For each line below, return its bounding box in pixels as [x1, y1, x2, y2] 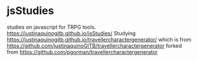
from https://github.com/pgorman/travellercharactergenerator [7, 48, 158, 55]
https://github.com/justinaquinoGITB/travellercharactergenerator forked [7, 42, 182, 49]
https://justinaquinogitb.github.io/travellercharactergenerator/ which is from [7, 36, 192, 43]
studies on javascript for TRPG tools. [7, 23, 97, 30]
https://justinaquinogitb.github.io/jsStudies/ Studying [7, 29, 136, 36]
